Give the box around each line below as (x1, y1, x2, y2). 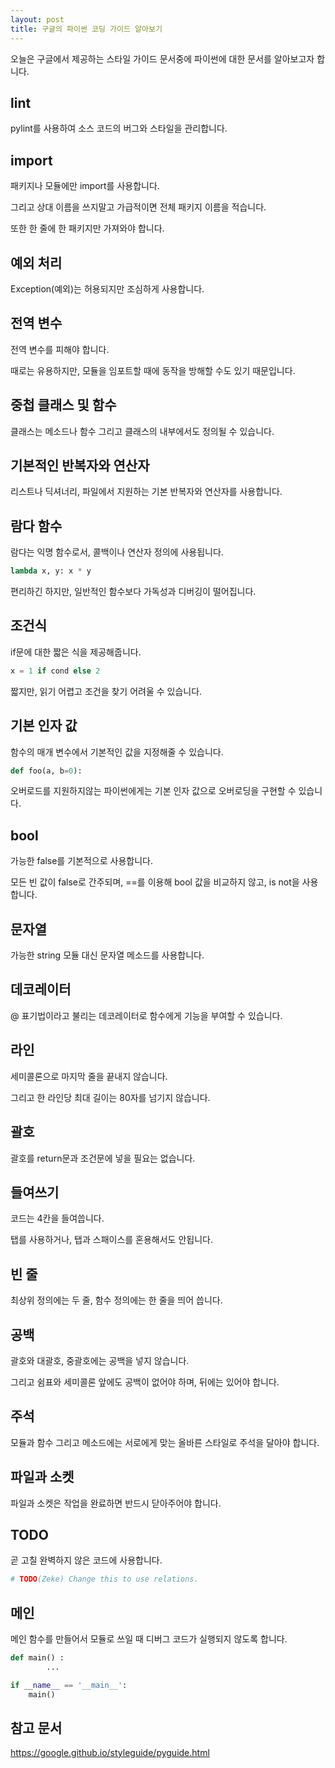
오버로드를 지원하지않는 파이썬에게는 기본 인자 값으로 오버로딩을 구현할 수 (10, 785, 297, 797)
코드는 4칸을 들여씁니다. (10, 1212, 105, 1225)
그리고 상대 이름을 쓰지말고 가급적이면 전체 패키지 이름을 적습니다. (10, 201, 267, 213)
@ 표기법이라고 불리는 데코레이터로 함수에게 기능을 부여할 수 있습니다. (10, 1009, 283, 1021)
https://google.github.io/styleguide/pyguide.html (10, 1747, 210, 1759)
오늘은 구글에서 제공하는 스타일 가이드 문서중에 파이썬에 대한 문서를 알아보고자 (10, 52, 315, 65)
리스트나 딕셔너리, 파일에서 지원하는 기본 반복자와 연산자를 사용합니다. (10, 486, 283, 498)
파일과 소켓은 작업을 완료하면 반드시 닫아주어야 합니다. (10, 1497, 222, 1509)
